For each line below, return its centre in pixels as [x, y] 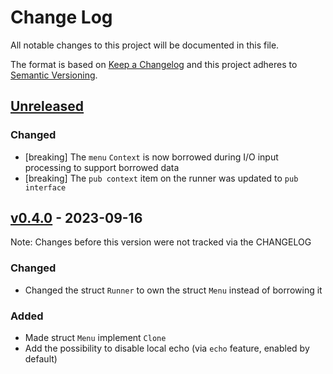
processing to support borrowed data [102, 167]
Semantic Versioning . [54, 75]
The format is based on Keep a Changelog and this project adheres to [154, 64]
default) [41, 359]
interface [45, 187]
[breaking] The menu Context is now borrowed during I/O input [151, 157]
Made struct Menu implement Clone [95, 338]
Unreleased [47, 106]
